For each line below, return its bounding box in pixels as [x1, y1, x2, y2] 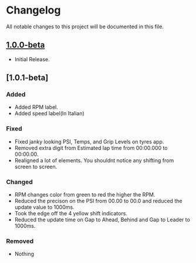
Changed [6, 178, 33, 186]
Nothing [14, 251, 34, 258]
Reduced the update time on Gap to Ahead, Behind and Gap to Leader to [14, 216, 191, 224]
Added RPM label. [14, 104, 59, 111]
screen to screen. [14, 163, 58, 170]
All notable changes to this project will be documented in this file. [6, 23, 164, 30]
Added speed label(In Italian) [14, 110, 85, 117]
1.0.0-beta [6, 40, 45, 50]
